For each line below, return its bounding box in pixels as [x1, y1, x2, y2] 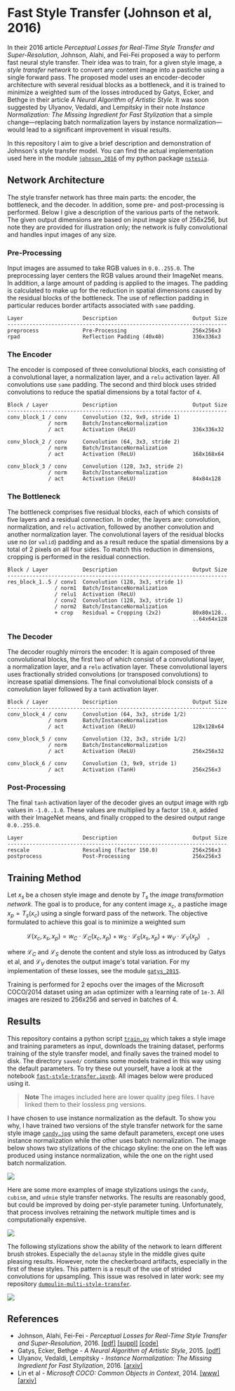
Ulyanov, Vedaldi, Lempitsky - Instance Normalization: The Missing [17, 1354, 212, 1362]
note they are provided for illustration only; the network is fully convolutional [7, 223, 228, 231]
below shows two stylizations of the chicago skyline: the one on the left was [7, 1143, 228, 1152]
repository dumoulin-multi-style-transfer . [7, 1279, 132, 1288]
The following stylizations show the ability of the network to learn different [7, 1242, 222, 1250]
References [7, 1313, 59, 1325]
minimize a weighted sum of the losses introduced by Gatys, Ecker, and [7, 88, 214, 96]
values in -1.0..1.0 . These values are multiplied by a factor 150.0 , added [7, 806, 219, 814]
